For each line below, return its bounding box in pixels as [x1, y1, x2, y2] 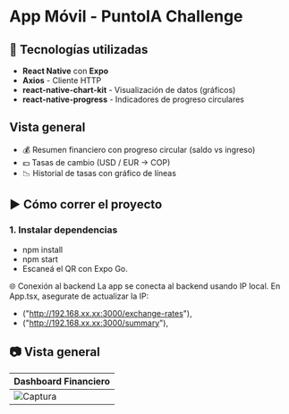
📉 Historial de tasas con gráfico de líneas [21, 167, 177, 178]
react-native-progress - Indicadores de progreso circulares [21, 94, 244, 105]
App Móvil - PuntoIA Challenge [9, 6, 243, 27]
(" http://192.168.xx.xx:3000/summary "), [21, 317, 168, 328]
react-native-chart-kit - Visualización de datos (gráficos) [21, 85, 236, 95]
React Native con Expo [21, 65, 109, 76]
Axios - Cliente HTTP [21, 75, 102, 86]
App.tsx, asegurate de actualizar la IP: [9, 291, 149, 301]
